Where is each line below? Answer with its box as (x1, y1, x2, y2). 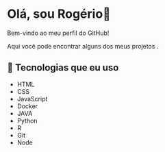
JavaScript (16, 94, 48, 103)
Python (16, 116, 38, 125)
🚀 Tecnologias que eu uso (7, 62, 119, 74)
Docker (16, 102, 38, 110)
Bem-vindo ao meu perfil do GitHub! (7, 29, 110, 37)
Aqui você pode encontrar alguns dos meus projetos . (7, 42, 159, 50)
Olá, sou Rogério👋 (7, 6, 111, 22)
